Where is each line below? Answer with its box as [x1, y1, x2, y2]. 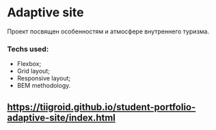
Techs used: [7, 44, 49, 54]
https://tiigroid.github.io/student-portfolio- [7, 101, 196, 113]
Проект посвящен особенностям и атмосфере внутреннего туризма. [7, 27, 210, 35]
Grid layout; [16, 67, 50, 76]
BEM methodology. [16, 82, 71, 90]
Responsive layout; [16, 74, 70, 82]
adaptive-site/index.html [7, 112, 116, 123]
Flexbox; [16, 60, 42, 68]
